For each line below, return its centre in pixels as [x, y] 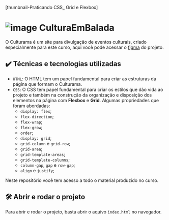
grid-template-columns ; [45, 160]
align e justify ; [37, 170]
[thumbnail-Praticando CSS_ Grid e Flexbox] [52, 7]
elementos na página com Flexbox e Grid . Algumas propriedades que [86, 100]
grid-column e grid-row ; [45, 143]
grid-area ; [31, 149]
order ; [27, 133]
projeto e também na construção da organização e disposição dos [82, 95]
